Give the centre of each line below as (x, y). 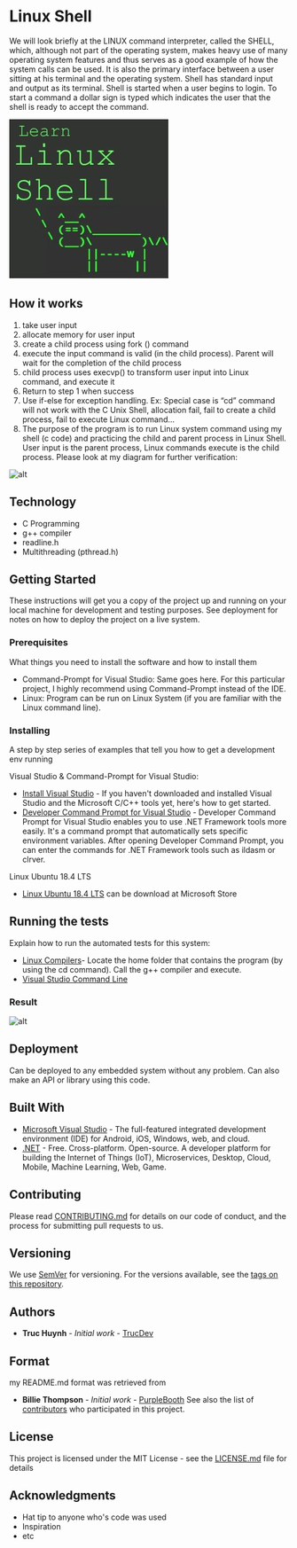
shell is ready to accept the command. (79, 106)
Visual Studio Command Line (75, 979)
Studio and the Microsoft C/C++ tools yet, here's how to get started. (146, 802)
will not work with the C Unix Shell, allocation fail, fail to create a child (149, 410)
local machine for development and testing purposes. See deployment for (144, 610)
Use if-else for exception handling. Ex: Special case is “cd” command (148, 400)
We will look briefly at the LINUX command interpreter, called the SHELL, (142, 41)
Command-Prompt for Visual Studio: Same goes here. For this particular (153, 679)
